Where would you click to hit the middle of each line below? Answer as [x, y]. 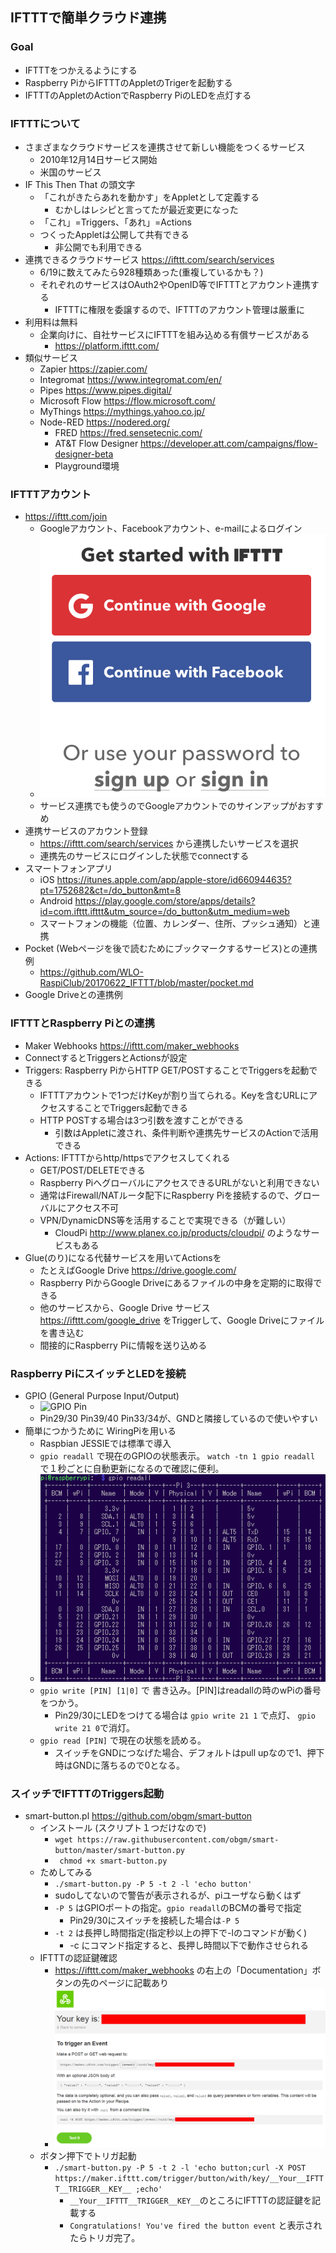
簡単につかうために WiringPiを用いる [100, 1431]
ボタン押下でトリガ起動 [88, 2156]
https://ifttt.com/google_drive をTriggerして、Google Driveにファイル [182, 1320]
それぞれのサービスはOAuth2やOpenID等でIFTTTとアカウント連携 [175, 284]
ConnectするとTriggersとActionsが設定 [106, 1057]
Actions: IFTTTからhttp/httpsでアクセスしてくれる [127, 1157]
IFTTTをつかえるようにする [81, 70]
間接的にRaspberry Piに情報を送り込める [123, 1345]
